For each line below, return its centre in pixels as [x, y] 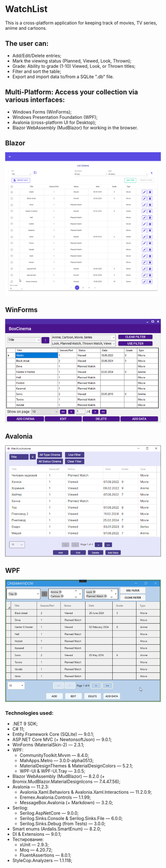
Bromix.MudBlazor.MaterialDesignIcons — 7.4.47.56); [66, 782]
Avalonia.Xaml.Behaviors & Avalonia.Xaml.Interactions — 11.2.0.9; [86, 792]
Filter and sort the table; [37, 71]
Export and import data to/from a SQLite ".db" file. [63, 76]
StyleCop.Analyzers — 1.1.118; [42, 861]
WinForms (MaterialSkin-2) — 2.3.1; [48, 745]
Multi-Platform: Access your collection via [72, 92]
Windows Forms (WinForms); [42, 112]
